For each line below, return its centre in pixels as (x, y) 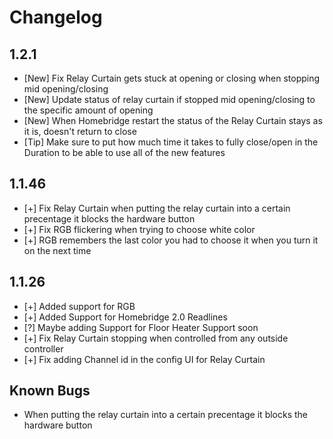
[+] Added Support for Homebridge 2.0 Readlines (125, 317)
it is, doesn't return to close (80, 131)
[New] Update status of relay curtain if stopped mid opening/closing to (169, 99)
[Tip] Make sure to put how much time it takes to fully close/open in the (171, 142)
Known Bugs (50, 391)
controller (43, 348)
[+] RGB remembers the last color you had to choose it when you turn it (171, 240)
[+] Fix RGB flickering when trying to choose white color (139, 229)
